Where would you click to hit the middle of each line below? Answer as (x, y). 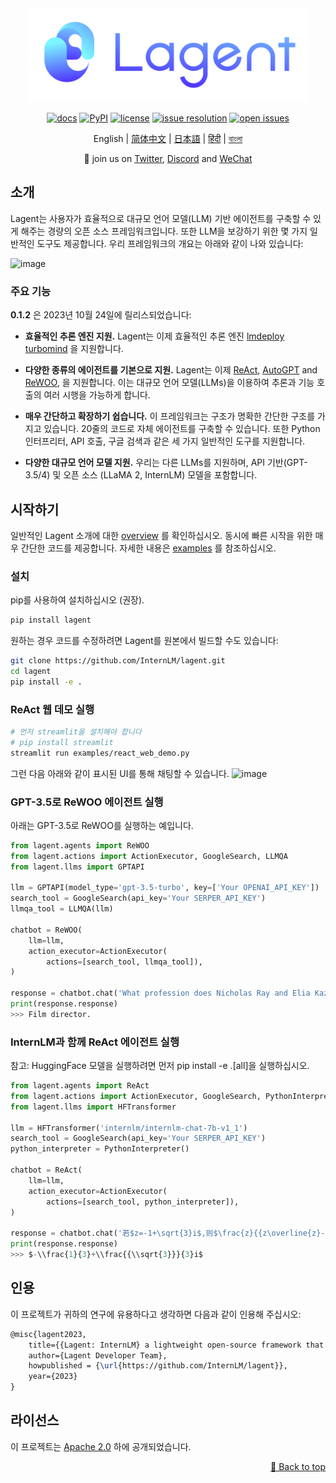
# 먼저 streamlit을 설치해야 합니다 (76, 732)
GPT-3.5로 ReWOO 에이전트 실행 (87, 802)
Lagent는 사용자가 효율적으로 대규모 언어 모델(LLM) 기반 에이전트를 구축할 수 (161, 218)
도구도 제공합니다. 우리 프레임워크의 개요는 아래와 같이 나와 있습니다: (170, 243)
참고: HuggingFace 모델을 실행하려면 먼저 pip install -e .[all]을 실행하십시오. (160, 1066)
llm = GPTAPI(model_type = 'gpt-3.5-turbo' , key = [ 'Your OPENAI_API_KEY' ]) (165, 888)
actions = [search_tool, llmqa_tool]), (124, 962)
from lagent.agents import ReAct (80, 1086)
